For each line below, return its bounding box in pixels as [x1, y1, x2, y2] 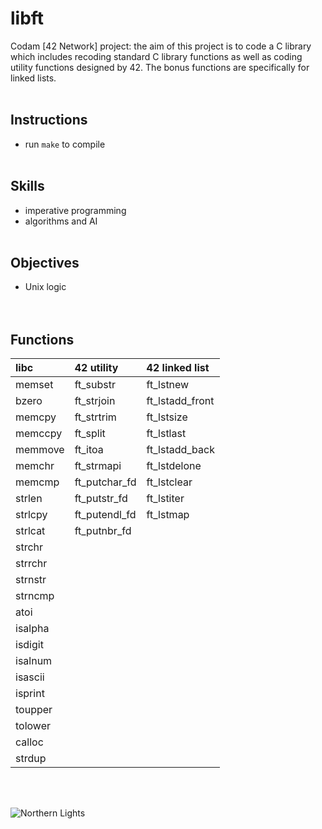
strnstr [15, 573, 47, 587]
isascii [15, 670, 45, 684]
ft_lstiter [146, 492, 185, 506]
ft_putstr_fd [74, 492, 128, 506]
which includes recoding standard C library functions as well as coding [10, 50, 303, 62]
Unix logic [24, 281, 67, 293]
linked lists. [10, 72, 57, 84]
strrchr [15, 557, 48, 571]
